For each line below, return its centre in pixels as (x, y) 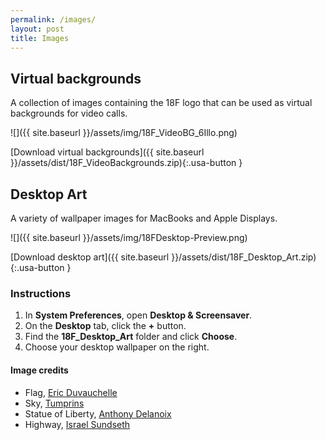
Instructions (41, 293)
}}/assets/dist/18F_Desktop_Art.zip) (244, 257)
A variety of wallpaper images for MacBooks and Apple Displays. (144, 218)
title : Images (40, 38)
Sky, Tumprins (54, 403)
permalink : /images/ (53, 19)
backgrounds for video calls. (69, 113)
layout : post (37, 29)
